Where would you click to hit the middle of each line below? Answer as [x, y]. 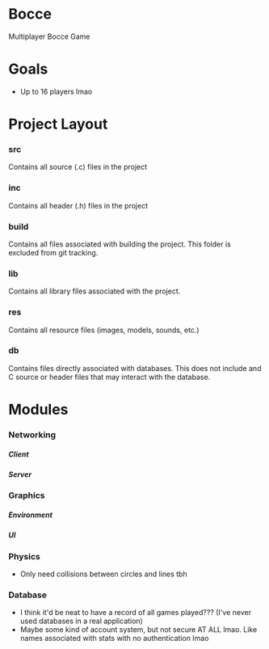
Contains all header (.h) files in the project [78, 205]
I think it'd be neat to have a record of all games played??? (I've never [136, 613]
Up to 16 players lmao [56, 91]
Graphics [27, 495]
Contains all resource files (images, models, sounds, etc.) [104, 330]
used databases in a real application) [81, 621]
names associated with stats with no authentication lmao [114, 638]
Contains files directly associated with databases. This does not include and [135, 368]
